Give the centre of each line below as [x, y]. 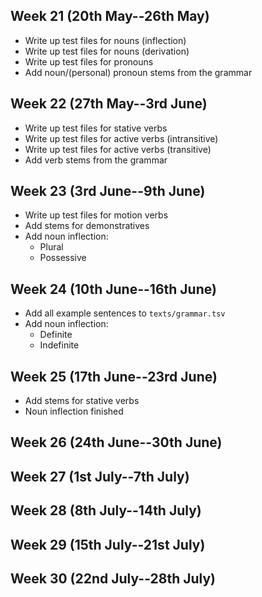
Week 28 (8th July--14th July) [106, 510]
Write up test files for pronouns [89, 61]
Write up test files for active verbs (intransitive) [121, 138]
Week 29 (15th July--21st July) [108, 544]
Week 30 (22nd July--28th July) [113, 579]
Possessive [63, 258]
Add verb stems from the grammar [96, 160]
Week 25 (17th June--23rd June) [114, 376]
